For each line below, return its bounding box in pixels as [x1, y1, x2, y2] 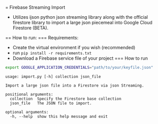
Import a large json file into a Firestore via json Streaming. [5, 83, 144, 88]
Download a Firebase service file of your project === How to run [12, 55, 148, 61]
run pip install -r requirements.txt [12, 50, 92, 56]
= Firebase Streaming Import [5, 5, 66, 10]
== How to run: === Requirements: [5, 35, 79, 40]
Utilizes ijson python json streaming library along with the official [12, 14, 148, 20]
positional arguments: [5, 92, 53, 97]
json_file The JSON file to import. [10, 101, 92, 106]
